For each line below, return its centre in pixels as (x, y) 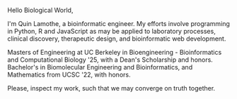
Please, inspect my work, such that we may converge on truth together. (111, 88)
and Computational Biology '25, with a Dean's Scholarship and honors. (110, 60)
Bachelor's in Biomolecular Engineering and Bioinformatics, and (100, 67)
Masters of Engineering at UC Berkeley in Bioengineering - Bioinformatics (115, 52)
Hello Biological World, (40, 10)
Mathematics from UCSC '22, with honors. (69, 74)
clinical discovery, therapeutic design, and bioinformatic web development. (117, 39)
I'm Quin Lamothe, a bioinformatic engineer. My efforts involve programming (118, 24)
